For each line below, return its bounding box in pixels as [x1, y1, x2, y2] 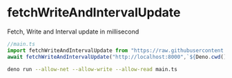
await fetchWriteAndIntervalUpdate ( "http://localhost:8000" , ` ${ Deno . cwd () [7, 53, 227, 60]
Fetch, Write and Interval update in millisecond [7, 27, 139, 36]
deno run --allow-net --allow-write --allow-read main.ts [7, 66, 177, 73]
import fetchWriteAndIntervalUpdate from [7, 47, 128, 54]
